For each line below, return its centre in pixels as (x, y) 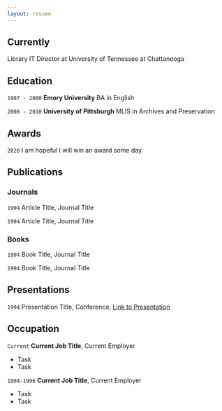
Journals (23, 192)
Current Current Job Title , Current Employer (71, 346)
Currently (29, 42)
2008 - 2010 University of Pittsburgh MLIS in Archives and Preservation (111, 111)
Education (30, 81)
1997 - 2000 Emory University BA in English (71, 98)
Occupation (33, 329)
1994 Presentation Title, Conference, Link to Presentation (89, 307)
